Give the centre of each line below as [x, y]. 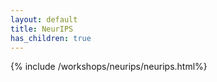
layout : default [44, 19]
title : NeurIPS [42, 29]
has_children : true [51, 38]
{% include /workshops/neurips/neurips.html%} [109, 67]
